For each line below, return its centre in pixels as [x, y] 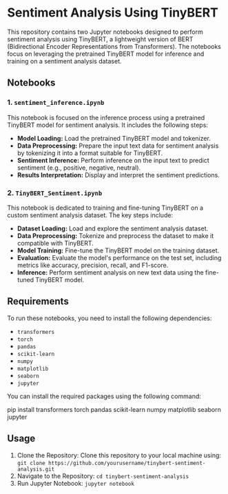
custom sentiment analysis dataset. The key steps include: [90, 215]
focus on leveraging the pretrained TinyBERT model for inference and [106, 54]
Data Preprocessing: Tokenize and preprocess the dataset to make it [115, 235]
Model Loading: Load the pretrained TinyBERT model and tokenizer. [114, 138]
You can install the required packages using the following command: [104, 396]
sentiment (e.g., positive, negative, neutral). [79, 168]
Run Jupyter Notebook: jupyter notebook [75, 483]
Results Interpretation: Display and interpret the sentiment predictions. [118, 175]
